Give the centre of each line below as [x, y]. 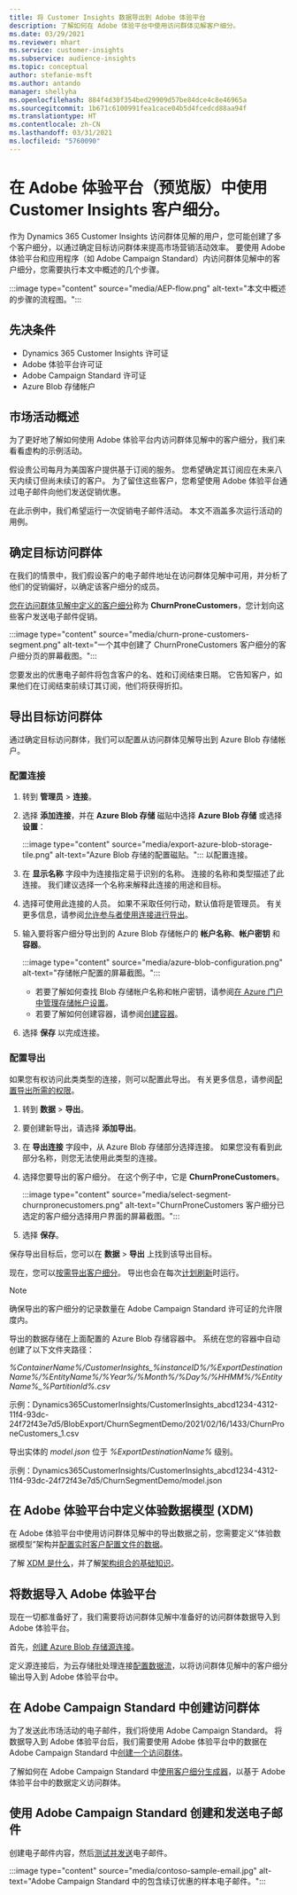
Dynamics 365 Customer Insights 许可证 [95, 353]
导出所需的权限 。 [48, 1090]
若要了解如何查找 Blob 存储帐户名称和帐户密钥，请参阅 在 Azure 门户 [159, 992]
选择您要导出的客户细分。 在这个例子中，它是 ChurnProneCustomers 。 [153, 1177]
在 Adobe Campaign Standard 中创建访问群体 [135, 1707]
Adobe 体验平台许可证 [62, 364]
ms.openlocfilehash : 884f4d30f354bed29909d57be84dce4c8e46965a [128, 100]
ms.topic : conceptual [49, 67]
